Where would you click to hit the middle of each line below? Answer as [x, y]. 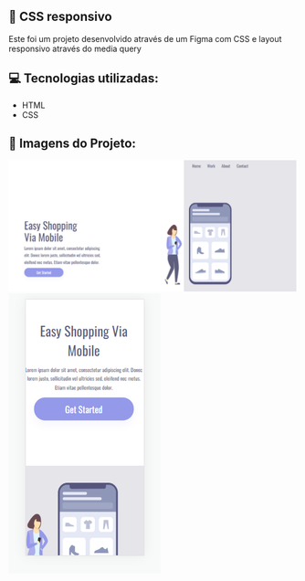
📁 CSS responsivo [60, 17]
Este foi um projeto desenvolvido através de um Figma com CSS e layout [145, 38]
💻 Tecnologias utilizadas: [84, 79]
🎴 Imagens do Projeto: [72, 144]
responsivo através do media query [75, 48]
